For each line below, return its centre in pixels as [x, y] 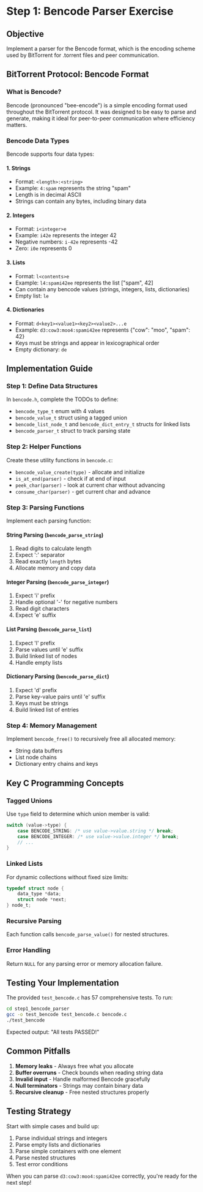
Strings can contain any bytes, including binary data [81, 201]
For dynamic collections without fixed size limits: [68, 877]
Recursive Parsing [34, 921]
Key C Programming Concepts [65, 783]
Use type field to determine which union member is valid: [78, 814]
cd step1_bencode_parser [38, 1009]
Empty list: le [32, 296]
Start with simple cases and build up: [53, 1126]
